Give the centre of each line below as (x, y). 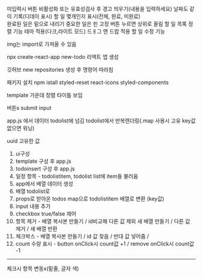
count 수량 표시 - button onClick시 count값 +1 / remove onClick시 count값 (105, 244)
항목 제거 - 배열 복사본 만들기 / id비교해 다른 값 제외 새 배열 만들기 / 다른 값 (103, 221)
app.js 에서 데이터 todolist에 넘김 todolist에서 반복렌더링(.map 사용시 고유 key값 (101, 121)
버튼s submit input (29, 108)
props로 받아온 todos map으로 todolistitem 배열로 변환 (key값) (90, 199)
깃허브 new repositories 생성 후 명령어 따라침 (60, 70)
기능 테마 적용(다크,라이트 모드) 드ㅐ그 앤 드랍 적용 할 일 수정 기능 (89, 31)
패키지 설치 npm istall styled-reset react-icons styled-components (88, 82)
